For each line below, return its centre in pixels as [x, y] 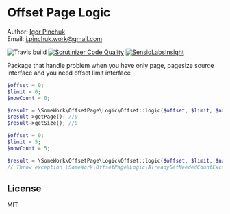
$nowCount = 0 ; [29, 98]
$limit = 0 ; [24, 92]
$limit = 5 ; [24, 142]
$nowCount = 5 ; [29, 148]
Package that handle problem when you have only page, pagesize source [111, 65]
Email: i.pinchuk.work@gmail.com [55, 38]
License [24, 188]
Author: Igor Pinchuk [36, 32]
